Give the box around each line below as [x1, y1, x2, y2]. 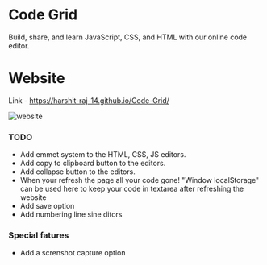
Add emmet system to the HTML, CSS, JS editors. [19, 150, 186, 159]
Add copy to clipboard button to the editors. [19, 159, 166, 168]
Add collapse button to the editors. [19, 167, 136, 176]
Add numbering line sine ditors [19, 209, 123, 219]
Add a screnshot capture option [19, 248, 126, 258]
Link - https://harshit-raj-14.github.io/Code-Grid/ [8, 95, 169, 106]
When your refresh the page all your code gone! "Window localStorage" [19, 176, 260, 185]
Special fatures [8, 230, 69, 241]
